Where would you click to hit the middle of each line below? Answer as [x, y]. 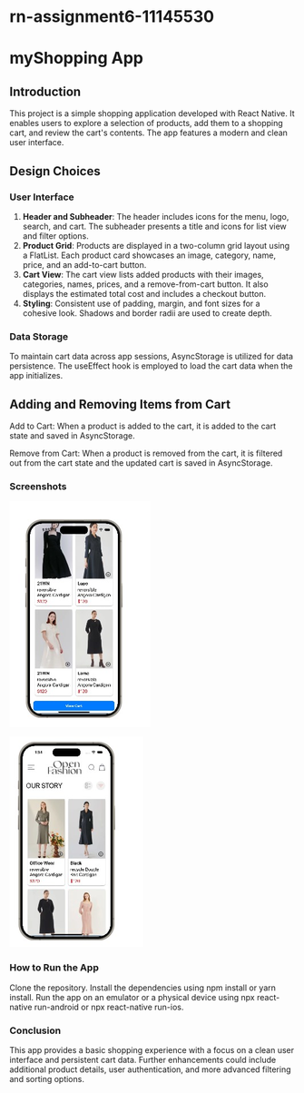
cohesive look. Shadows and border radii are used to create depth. [147, 313]
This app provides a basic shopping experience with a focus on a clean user [152, 1049]
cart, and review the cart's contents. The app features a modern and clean [149, 133]
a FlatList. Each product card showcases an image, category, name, [149, 255]
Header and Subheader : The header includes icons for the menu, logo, [156, 216]
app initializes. [36, 376]
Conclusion [35, 1030]
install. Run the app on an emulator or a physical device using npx [132, 997]
